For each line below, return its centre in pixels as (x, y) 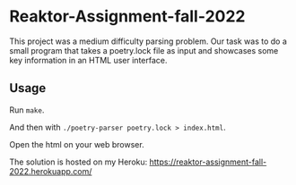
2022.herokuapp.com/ (51, 171)
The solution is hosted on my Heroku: (78, 162)
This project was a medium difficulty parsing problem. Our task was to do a (148, 41)
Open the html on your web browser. (77, 144)
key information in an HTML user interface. (88, 60)
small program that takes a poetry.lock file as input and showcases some (144, 50)
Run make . (27, 110)
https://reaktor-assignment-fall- (208, 162)
